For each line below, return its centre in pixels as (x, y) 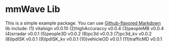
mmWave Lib (33, 9)
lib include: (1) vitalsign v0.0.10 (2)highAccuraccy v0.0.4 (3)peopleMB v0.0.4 (84, 28)
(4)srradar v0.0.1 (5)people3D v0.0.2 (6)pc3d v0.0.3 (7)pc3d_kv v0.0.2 (79, 33)
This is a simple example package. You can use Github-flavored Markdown (83, 23)
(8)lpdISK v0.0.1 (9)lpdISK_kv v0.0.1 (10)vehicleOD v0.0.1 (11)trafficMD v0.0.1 (84, 39)
